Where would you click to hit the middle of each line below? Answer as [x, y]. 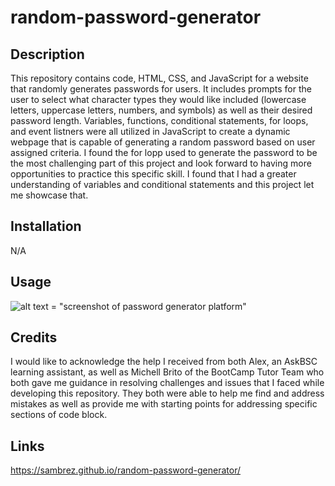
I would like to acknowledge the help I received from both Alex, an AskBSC [164, 362]
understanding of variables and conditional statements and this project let [162, 184]
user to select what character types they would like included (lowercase [158, 99]
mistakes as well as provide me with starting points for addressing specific [164, 404]
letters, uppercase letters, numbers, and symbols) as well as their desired [161, 110]
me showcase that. [49, 195]
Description [47, 54]
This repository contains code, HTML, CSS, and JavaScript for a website [159, 78]
